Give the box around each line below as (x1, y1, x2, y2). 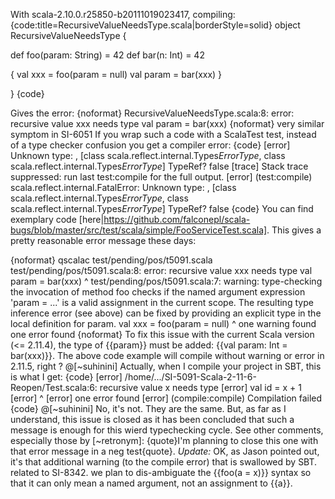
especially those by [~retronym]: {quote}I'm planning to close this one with (10, 435, 319, 446)
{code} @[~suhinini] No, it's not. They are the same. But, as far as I (10, 403, 287, 414)
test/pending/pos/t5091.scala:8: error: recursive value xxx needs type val (10, 265, 313, 276)
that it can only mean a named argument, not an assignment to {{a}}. (10, 477, 293, 489)
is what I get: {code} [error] (10, 371, 123, 383)
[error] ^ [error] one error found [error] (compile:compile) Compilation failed (10, 392, 323, 404)
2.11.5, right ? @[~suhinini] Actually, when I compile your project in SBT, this (10, 360, 322, 372)
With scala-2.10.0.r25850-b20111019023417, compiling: (10, 9, 236, 20)
